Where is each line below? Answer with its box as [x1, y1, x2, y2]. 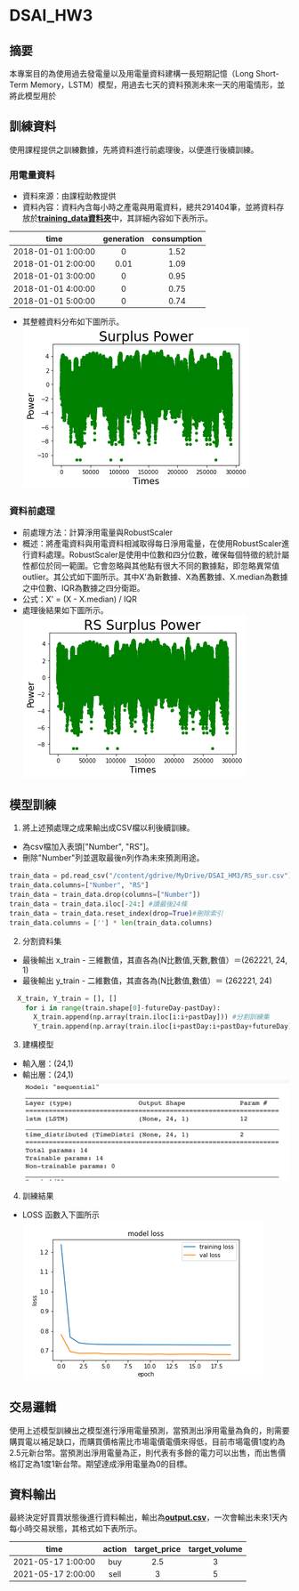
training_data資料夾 [37, 213, 112, 223]
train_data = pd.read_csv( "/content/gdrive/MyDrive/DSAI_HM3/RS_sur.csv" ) [9, 871, 293, 881]
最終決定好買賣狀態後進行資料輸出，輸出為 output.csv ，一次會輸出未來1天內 [9, 1512, 287, 1522]
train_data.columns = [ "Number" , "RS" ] [9, 881, 149, 890]
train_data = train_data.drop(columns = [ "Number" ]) [9, 891, 201, 900]
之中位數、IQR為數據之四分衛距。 [21, 582, 145, 593]
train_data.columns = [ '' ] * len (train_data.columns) [9, 918, 214, 927]
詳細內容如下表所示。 [134, 213, 214, 223]
